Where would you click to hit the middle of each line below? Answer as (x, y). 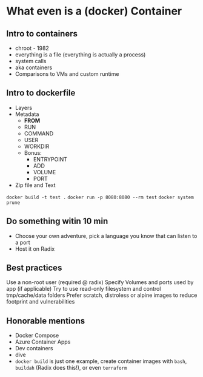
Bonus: (33, 152)
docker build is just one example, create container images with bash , (101, 361)
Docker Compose (37, 336)
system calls (31, 61)
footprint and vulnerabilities (41, 302)
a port (22, 242)
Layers (23, 107)
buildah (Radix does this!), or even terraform (71, 368)
